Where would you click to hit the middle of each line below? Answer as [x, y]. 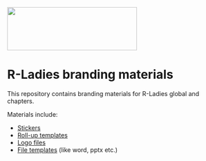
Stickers [29, 128]
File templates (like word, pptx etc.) [67, 150]
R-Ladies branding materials [91, 75]
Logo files [31, 142]
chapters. [21, 101]
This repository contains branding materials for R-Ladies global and [103, 93]
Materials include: [32, 114]
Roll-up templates [42, 135]
